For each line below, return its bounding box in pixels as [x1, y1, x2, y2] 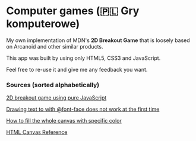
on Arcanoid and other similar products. [6, 43, 103, 50]
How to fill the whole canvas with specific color [6, 117, 122, 124]
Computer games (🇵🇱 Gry [6, 4, 140, 18]
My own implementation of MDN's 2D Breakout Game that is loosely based [6, 37, 190, 44]
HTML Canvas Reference [6, 129, 68, 136]
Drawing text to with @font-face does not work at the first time [6, 105, 160, 113]
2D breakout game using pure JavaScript [6, 94, 107, 101]
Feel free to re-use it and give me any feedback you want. [6, 66, 148, 73]
